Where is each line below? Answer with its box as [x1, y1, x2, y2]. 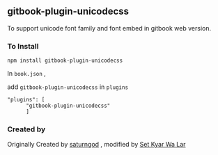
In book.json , [7, 70, 47, 78]
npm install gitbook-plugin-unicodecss [7, 57, 123, 65]
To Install [7, 41, 39, 51]
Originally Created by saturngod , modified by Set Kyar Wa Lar [7, 140, 186, 149]
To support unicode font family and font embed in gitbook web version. [7, 24, 211, 32]
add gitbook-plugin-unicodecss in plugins [7, 83, 129, 91]
